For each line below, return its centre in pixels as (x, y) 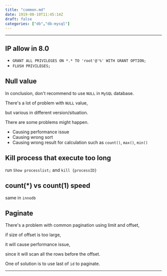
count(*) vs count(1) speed (48, 186)
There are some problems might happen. (47, 122)
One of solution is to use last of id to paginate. (53, 264)
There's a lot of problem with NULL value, (46, 103)
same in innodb (21, 197)
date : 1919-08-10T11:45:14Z (34, 14)
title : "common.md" (25, 10)
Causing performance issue (41, 132)
